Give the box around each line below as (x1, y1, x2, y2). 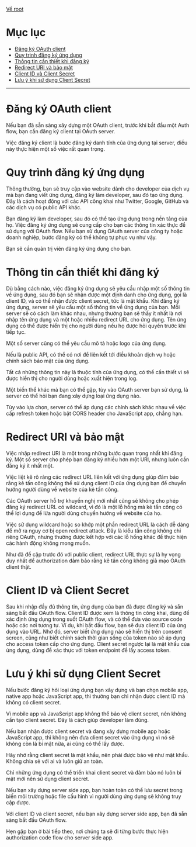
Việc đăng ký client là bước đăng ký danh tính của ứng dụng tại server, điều (6, 139, 188, 146)
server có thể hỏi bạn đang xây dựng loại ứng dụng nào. (6, 392, 141, 399)
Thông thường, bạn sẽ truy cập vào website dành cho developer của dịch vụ (6, 185, 190, 192)
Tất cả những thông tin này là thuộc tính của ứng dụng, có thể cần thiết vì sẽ (6, 368, 190, 375)
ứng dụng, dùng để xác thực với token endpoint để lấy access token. (6, 647, 171, 654)
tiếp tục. (6, 328, 26, 336)
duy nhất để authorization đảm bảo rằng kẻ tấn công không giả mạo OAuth (6, 557, 185, 564)
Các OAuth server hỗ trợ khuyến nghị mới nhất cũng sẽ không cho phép (6, 497, 179, 504)
